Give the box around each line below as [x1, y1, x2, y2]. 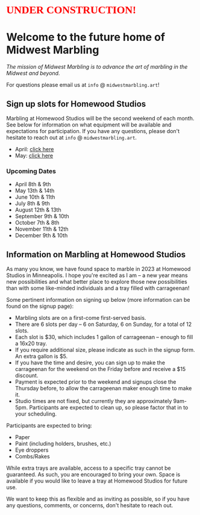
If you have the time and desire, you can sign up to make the [14, 359, 166, 366]
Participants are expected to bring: [6, 422, 92, 429]
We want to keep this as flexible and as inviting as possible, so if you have [6, 495, 190, 503]
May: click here [14, 152, 53, 159]
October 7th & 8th [14, 219, 60, 226]
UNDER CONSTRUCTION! [6, 4, 137, 16]
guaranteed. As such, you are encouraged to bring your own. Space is [6, 471, 181, 478]
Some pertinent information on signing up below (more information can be [6, 296, 190, 304]
